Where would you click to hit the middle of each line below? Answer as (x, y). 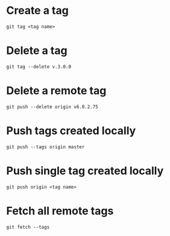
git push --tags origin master (46, 147)
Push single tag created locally (85, 171)
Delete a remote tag (56, 91)
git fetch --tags (28, 227)
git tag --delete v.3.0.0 (39, 67)
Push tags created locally (71, 131)
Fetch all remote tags (60, 211)
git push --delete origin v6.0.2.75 (52, 107)
